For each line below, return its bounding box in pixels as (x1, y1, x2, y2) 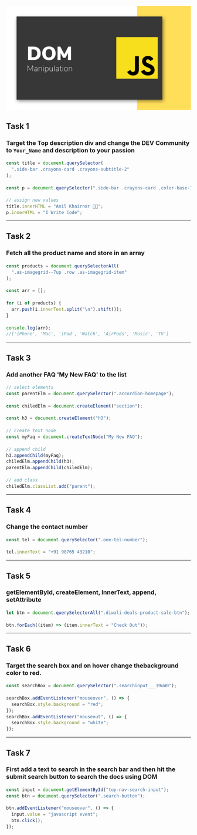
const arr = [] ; (6, 288, 46, 294)
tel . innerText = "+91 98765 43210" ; (6, 549, 96, 555)
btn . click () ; (11, 818, 43, 824)
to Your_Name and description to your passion (6, 146, 135, 154)
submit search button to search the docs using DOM (6, 773, 158, 781)
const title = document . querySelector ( (6, 160, 104, 167)
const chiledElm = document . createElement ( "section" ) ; (6, 403, 143, 409)
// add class (6, 477, 38, 483)
